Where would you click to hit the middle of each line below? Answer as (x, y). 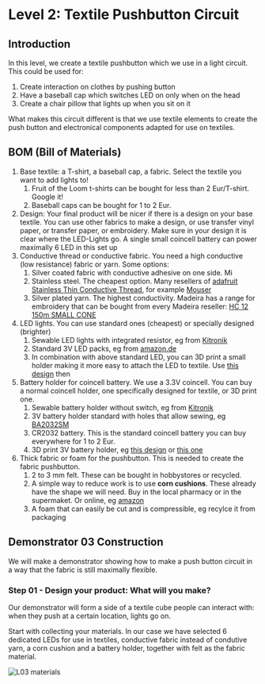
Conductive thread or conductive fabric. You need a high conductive (131, 256)
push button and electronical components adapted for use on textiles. (122, 127)
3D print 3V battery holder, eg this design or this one (117, 449)
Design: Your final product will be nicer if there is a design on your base (136, 213)
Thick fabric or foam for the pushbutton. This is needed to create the (131, 458)
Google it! (47, 197)
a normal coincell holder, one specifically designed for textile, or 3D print (138, 390)
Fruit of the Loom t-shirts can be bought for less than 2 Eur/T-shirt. (140, 188)
